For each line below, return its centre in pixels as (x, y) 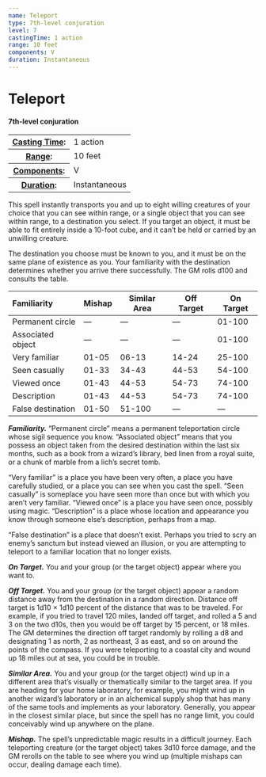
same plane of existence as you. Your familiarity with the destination (120, 262)
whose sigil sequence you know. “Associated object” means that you (120, 437)
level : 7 (23, 30)
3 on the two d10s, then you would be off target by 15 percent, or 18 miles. (129, 625)
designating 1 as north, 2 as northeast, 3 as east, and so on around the (123, 642)
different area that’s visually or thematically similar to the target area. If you (130, 682)
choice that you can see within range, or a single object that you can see (127, 213)
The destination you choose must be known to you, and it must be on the (127, 253)
